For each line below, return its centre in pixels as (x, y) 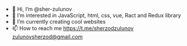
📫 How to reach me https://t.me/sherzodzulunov (73, 28)
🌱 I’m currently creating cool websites (59, 22)
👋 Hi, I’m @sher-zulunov (42, 9)
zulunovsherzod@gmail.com (47, 37)
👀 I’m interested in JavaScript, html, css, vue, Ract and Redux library (97, 15)
